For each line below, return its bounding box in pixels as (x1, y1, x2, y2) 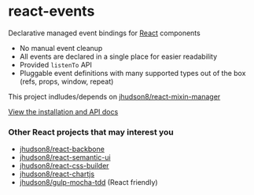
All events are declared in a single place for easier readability (19, 52, 218, 61)
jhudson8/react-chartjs (19, 169, 95, 179)
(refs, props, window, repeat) (19, 77, 114, 86)
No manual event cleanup (19, 43, 103, 52)
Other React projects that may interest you (8, 126, 175, 137)
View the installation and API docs (8, 107, 119, 116)
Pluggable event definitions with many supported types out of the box (19, 68, 246, 78)
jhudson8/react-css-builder (19, 161, 109, 171)
